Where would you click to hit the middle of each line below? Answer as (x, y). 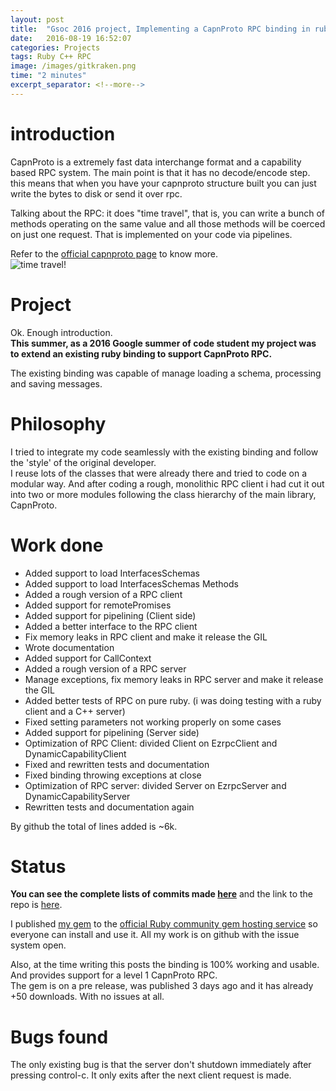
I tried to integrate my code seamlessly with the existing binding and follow (164, 452)
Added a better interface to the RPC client (111, 626)
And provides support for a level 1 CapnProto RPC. (114, 975)
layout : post (37, 19)
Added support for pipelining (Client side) (110, 615)
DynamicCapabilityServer (77, 796)
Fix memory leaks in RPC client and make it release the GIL (146, 637)
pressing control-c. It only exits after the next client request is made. (151, 1075)
